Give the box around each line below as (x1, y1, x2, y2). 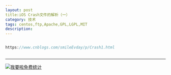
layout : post (5, 7, 33, 13)
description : (5, 27, 33, 32)
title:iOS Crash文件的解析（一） (5, 12, 70, 17)
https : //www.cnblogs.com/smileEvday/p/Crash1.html (5, 45, 115, 50)
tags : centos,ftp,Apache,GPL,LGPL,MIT (5, 21, 88, 27)
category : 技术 (5, 17, 36, 22)
